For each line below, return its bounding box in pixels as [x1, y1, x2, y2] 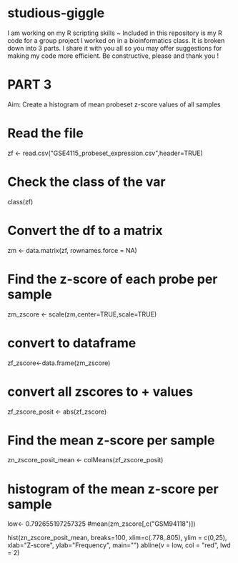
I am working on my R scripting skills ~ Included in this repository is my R [7, 29, 223, 37]
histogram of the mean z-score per [7, 481, 219, 497]
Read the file [7, 125, 84, 141]
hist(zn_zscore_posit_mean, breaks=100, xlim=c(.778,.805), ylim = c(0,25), [7, 534, 227, 542]
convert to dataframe [7, 334, 137, 351]
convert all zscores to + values [7, 384, 194, 399]
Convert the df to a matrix [7, 222, 163, 239]
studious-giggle [7, 5, 105, 21]
